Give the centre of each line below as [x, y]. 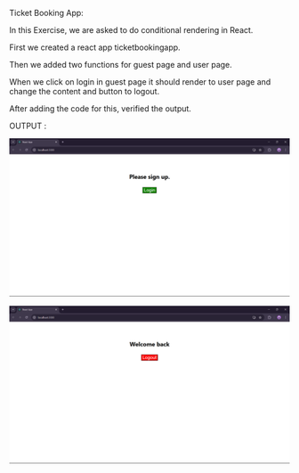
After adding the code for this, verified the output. [100, 109]
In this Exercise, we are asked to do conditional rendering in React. [131, 30]
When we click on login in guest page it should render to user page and [140, 82]
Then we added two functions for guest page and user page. [121, 65]
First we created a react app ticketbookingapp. [95, 47]
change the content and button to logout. [85, 91]
